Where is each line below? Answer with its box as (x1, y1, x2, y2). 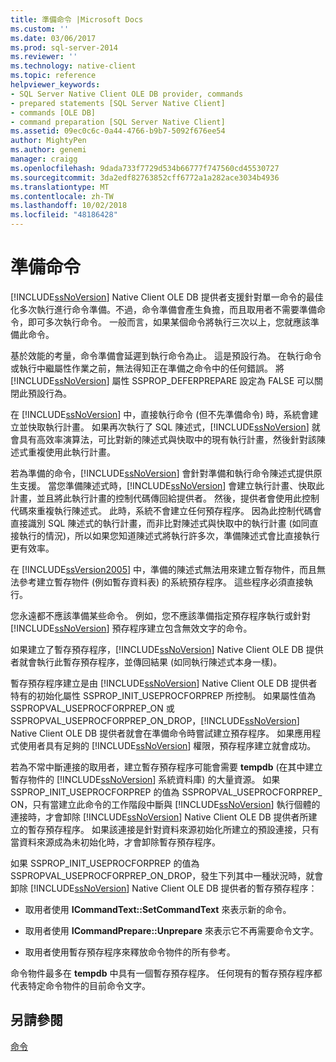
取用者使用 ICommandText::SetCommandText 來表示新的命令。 (24, 903, 292, 915)
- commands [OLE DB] (10, 107, 97, 118)
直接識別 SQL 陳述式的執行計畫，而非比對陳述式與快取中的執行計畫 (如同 (10, 517, 310, 529)
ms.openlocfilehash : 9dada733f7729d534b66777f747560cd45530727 (10, 163, 280, 173)
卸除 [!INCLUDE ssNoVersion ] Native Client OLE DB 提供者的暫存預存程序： (10, 882, 318, 894)
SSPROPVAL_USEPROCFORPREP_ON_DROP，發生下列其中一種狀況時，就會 (10, 869, 324, 881)
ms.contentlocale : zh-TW (10, 191, 114, 201)
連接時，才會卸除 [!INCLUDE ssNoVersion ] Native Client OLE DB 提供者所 (10, 811, 309, 823)
